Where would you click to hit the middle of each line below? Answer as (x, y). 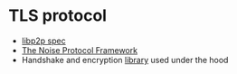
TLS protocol (58, 16)
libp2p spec (43, 41)
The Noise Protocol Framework (79, 50)
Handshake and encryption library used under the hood (125, 60)
